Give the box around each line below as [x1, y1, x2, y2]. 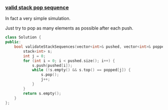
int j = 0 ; [23, 53, 46, 59]
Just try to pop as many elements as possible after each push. [5, 25, 133, 31]
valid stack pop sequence [5, 4, 69, 11]
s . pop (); [40, 72, 59, 77]
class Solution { [5, 35, 41, 40]
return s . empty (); [23, 91, 61, 96]
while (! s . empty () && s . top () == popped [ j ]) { [31, 67, 131, 73]
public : [5, 40, 21, 45]
